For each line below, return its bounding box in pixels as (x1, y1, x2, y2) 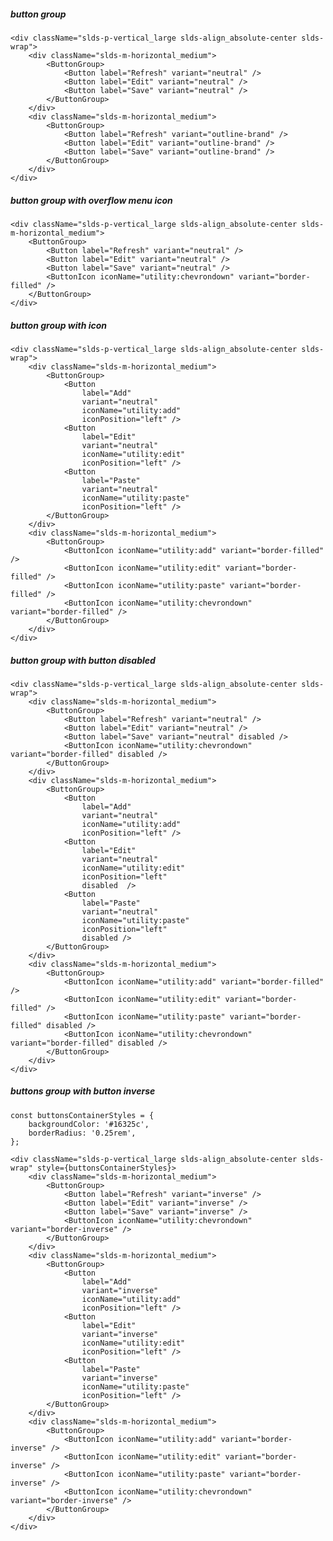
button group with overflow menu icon (10, 194, 173, 206)
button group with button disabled (10, 654, 156, 666)
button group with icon (10, 319, 108, 331)
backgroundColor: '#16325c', (28, 1119, 150, 1129)
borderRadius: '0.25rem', (28, 1128, 137, 1138)
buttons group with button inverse (10, 1085, 156, 1097)
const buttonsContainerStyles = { (10, 1110, 155, 1120)
